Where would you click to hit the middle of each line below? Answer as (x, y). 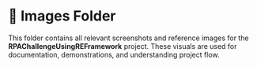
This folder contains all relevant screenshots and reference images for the (128, 38)
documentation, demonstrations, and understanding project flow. (114, 54)
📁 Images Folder (62, 16)
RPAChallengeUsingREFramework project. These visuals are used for (123, 46)
